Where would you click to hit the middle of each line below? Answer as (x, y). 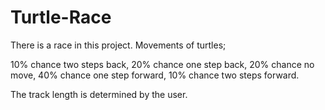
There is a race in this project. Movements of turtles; (118, 45)
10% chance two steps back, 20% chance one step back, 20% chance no (162, 64)
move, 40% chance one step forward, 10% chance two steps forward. (155, 75)
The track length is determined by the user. (99, 94)
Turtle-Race (61, 17)
